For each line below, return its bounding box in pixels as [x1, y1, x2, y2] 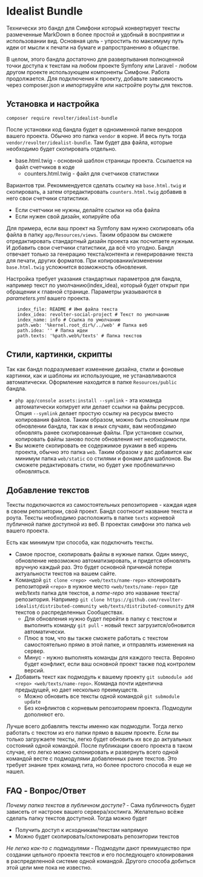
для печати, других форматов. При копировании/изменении [6, 256, 162, 264]
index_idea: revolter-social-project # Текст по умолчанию [17, 311, 170, 317]
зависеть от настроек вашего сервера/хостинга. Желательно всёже [6, 808, 184, 816]
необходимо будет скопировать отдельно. [6, 145, 117, 153]
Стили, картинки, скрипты [6, 349, 113, 360]
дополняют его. [24, 711, 65, 718]
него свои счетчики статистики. [6, 194, 90, 202]
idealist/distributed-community [15, 604, 97, 610]
